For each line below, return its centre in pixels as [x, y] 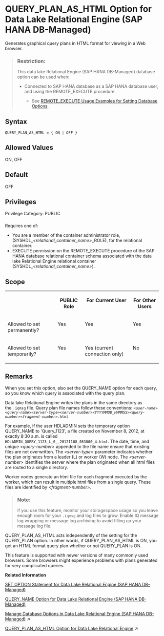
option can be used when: [43, 77]
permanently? [23, 330]
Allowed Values [29, 148]
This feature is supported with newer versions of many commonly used [77, 555]
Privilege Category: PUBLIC [33, 214]
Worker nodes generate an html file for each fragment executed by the [76, 477]
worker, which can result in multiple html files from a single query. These [78, 482]
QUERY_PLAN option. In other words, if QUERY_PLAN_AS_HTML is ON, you [81, 541]
